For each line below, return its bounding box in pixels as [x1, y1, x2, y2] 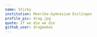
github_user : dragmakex [5, 25, 53, 30]
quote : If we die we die [5, 20, 55, 25]
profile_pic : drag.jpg [5, 16, 51, 21]
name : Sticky [5, 7, 32, 12]
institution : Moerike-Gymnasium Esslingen [5, 12, 92, 16]
